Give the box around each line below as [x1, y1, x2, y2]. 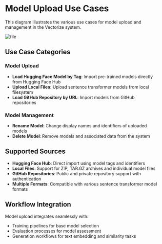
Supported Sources [5, 147, 66, 156]
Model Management [5, 112, 54, 119]
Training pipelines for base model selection [12, 223, 99, 228]
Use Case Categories [5, 48, 71, 56]
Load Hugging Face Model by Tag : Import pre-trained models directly [12, 74, 153, 80]
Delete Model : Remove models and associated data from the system [12, 133, 150, 139]
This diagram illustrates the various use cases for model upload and [5, 19, 142, 25]
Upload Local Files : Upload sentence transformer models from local [12, 84, 149, 90]
